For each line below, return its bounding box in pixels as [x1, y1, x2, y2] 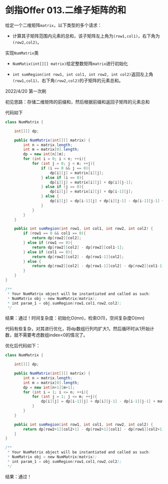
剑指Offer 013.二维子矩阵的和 [5, 5, 126, 16]
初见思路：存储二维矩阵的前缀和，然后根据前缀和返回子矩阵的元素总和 [5, 99, 150, 105]
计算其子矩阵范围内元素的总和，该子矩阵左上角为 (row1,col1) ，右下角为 [12, 33, 160, 39]
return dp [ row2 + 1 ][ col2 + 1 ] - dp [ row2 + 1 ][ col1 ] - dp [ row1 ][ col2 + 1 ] [23, 427, 164, 432]
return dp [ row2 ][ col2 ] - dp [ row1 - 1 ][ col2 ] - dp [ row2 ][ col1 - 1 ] [31, 263, 164, 269]
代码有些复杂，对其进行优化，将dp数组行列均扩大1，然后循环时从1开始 [5, 326, 150, 332]
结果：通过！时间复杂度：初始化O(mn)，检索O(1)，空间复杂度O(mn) [5, 315, 145, 321]
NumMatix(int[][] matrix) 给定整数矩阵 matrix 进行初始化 [12, 60, 128, 66]
